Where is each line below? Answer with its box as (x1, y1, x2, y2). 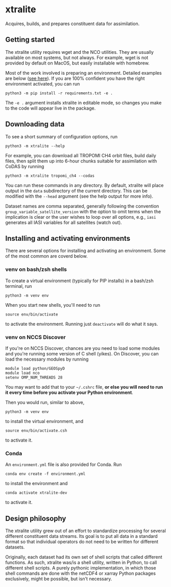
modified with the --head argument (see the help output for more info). (5, 193, 153, 199)
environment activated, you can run (5, 80, 80, 87)
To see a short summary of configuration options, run (5, 133, 118, 139)
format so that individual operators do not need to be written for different (5, 539, 159, 545)
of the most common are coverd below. (5, 253, 88, 259)
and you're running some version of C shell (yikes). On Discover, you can (5, 350, 159, 357)
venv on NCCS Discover (5, 333, 66, 341)
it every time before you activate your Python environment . (5, 389, 134, 395)
